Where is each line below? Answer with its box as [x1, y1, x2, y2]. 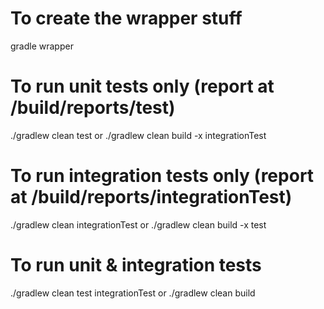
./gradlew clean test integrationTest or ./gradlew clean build [10, 287, 256, 299]
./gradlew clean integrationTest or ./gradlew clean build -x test [10, 218, 267, 231]
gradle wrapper [10, 40, 74, 52]
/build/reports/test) [10, 97, 176, 119]
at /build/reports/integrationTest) [10, 186, 293, 209]
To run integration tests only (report [10, 165, 315, 187]
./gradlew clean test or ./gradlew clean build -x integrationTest [10, 129, 267, 141]
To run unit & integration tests [10, 254, 262, 276]
